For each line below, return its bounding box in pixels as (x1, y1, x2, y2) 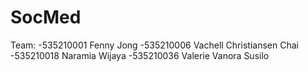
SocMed (10, 6, 82, 29)
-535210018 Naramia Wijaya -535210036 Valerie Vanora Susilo (10, 49, 270, 61)
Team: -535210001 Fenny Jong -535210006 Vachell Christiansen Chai (10, 39, 299, 51)
